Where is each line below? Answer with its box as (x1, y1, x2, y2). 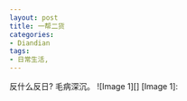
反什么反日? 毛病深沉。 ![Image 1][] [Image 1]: (9, 81, 179, 91)
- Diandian (9, 38, 51, 48)
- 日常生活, (9, 55, 50, 64)
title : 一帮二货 (9, 22, 65, 31)
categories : (9, 30, 54, 39)
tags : (9, 47, 30, 56)
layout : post (9, 13, 59, 23)
